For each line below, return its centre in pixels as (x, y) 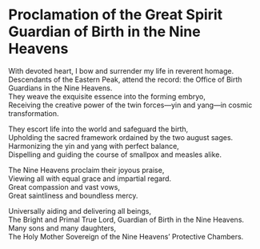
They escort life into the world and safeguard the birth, (98, 129)
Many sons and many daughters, (62, 228)
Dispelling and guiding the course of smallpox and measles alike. (115, 155)
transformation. (34, 113)
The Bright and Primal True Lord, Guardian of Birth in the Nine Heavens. (126, 219)
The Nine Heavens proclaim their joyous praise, (86, 170)
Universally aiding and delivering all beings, (80, 211)
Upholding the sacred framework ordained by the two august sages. (121, 137)
